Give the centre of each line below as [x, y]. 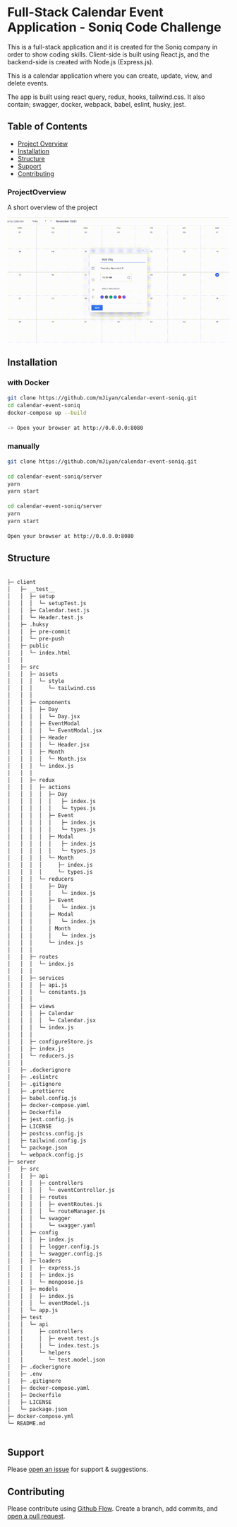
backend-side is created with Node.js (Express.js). [80, 62]
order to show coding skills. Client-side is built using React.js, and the [108, 54]
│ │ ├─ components [39, 703]
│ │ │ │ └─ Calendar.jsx [52, 1021]
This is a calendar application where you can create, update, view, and [110, 76]
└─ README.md [26, 1424]
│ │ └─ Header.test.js [45, 618]
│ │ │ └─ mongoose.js [45, 1282]
